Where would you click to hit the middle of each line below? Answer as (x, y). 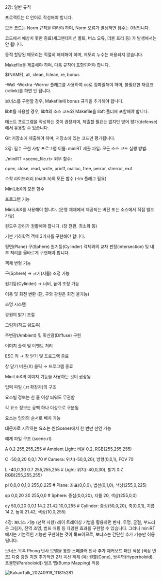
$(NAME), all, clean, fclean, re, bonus (42, 75)
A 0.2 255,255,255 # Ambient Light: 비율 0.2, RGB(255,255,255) (68, 449)
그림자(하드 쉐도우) (23, 325)
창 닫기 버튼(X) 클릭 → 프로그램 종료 (39, 366)
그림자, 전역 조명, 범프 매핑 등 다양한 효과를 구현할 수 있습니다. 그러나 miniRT (83, 528)
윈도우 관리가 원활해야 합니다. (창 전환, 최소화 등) (51, 226)
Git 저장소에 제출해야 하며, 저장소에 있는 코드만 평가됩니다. (60, 138)
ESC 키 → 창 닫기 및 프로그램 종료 (37, 356)
